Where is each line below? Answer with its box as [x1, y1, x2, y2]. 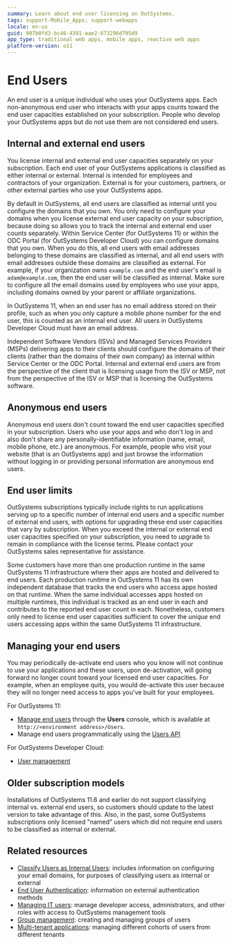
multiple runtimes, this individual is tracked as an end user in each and [7, 598, 208, 606]
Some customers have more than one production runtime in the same [7, 561, 206, 569]
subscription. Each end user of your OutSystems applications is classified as [7, 163, 226, 172]
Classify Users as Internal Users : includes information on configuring [17, 863, 215, 872]
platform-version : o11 [7, 42, 73, 49]
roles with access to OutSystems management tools [17, 908, 166, 916]
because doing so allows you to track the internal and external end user [7, 221, 212, 230]
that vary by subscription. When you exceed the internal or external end [7, 525, 213, 534]
